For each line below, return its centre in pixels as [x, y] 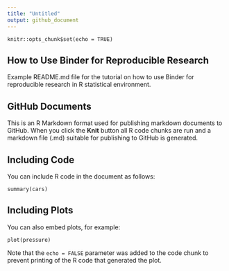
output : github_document [43, 20]
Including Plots [40, 210]
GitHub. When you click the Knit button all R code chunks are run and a [109, 131]
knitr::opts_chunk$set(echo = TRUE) [60, 39]
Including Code [41, 159]
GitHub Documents [49, 106]
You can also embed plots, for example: [64, 227]
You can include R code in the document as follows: [81, 176]
